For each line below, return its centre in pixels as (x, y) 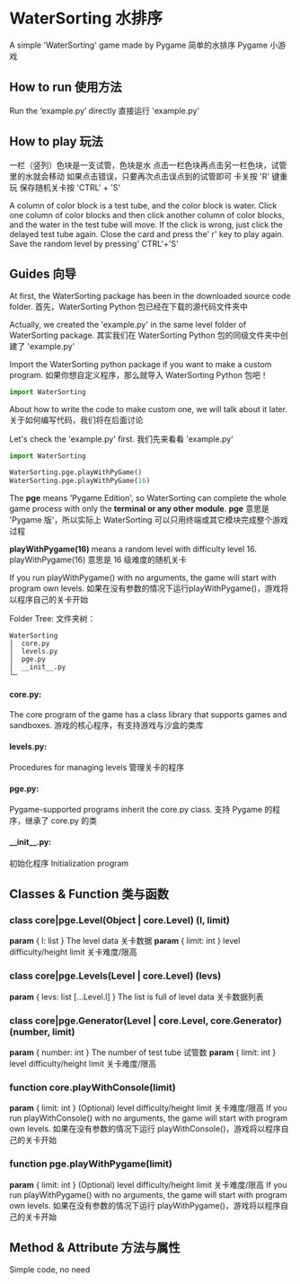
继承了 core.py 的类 (61, 821)
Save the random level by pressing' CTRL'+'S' (94, 243)
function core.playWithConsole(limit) (93, 1087)
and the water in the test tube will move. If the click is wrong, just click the (146, 224)
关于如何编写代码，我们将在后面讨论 (76, 420)
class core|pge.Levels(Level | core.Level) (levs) (115, 976)
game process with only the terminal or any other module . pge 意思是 (139, 508)
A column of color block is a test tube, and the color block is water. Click (143, 205)
